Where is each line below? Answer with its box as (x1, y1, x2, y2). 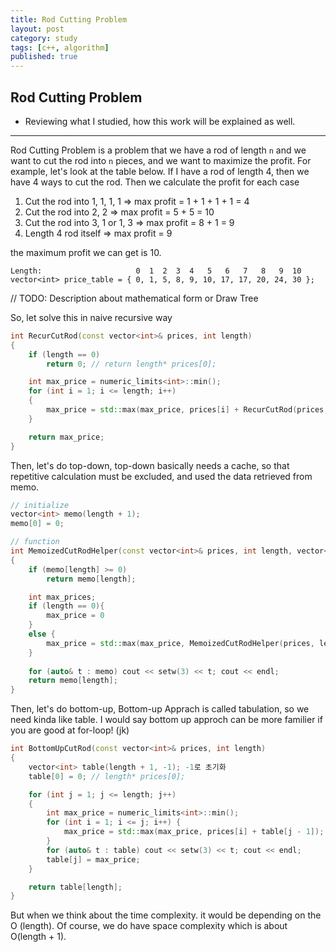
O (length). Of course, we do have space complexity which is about (10, 920, 288, 932)
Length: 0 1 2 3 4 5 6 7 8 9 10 (10, 266, 302, 276)
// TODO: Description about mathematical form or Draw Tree (10, 292, 259, 304)
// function (10, 537, 60, 547)
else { (28, 629, 56, 640)
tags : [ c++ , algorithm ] (10, 42, 110, 53)
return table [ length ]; (28, 882, 123, 892)
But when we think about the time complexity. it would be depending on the (10, 909, 322, 921)
